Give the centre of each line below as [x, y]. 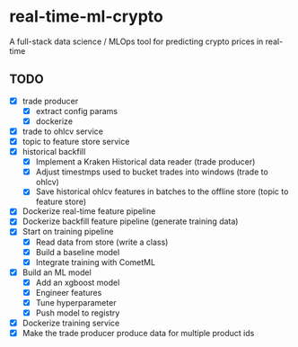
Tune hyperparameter [76, 302]
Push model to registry [78, 313]
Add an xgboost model [78, 282]
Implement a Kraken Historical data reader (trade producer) [145, 162]
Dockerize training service [71, 323]
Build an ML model [57, 272]
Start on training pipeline [68, 232]
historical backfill [54, 152]
